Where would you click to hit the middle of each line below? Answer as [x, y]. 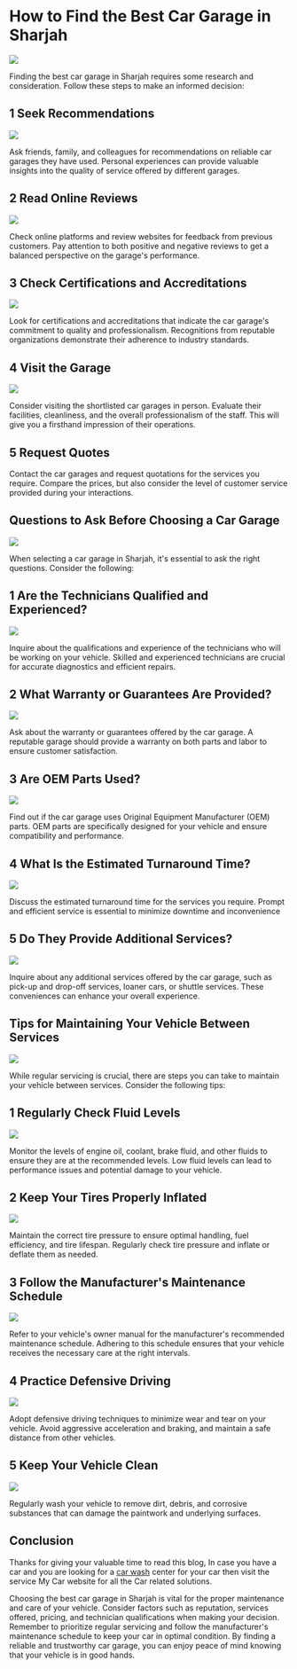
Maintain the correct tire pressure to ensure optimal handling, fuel [129, 1235]
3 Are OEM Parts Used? [75, 779]
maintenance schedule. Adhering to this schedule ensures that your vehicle [147, 1344]
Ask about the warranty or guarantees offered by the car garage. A [131, 733]
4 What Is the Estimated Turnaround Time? [130, 863]
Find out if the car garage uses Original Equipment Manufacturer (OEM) [140, 817]
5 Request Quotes [60, 453]
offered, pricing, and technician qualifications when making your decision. [145, 1617]
